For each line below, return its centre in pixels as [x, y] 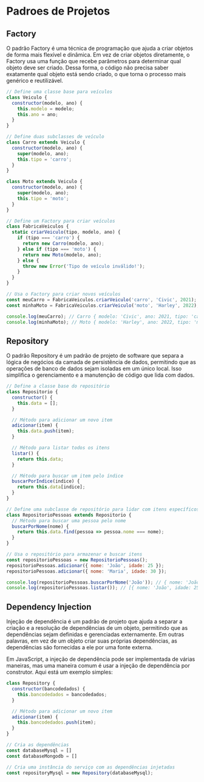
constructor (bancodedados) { [49, 689]
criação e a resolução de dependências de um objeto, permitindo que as [97, 628]
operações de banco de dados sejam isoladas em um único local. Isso [94, 369]
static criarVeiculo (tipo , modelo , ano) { [66, 232]
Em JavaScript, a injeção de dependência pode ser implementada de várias [101, 659]
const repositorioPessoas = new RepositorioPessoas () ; [77, 560]
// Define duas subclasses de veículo [55, 137]
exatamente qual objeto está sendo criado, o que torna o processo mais [96, 74]
